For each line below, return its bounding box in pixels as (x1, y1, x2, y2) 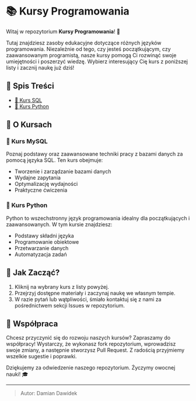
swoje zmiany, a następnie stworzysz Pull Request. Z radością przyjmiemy (6, 347, 185, 354)
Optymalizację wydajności (14, 181, 78, 188)
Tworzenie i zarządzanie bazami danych (14, 168, 112, 175)
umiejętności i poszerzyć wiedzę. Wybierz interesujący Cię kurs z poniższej (6, 58, 188, 65)
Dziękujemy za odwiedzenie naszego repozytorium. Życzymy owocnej (6, 364, 176, 371)
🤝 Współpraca (6, 319, 58, 329)
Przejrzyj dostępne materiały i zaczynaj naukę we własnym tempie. (14, 289, 176, 296)
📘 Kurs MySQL (6, 137, 48, 146)
